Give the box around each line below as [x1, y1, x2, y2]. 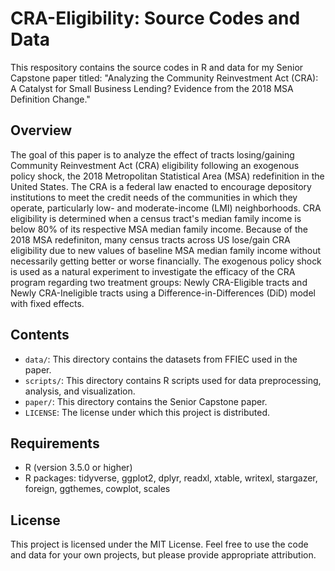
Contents [10, 327, 70, 344]
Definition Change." [10, 93, 91, 105]
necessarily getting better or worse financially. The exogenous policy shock [10, 255, 322, 267]
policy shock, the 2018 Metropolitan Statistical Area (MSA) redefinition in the [10, 170, 325, 182]
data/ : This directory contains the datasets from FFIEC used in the [24, 353, 298, 365]
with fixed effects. [10, 297, 85, 309]
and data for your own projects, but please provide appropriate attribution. [10, 549, 317, 561]
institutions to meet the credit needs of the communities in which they [10, 191, 298, 203]
